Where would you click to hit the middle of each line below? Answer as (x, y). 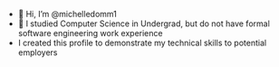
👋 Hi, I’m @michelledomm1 (67, 14)
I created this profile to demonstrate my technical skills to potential (142, 43)
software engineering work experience (90, 33)
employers (38, 53)
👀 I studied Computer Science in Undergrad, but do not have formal (144, 24)
